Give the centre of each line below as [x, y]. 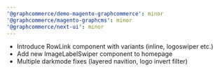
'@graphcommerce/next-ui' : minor [55, 27]
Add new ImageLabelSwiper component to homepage [95, 54]
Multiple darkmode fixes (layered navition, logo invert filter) [102, 62]
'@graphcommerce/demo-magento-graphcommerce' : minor [85, 14]
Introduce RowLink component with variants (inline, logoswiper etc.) [115, 47]
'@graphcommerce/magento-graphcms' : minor [69, 20]
